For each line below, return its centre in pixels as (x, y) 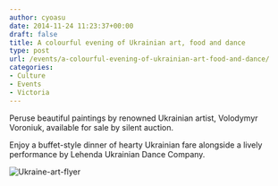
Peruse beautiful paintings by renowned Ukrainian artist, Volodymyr (134, 118)
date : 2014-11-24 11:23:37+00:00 (72, 26)
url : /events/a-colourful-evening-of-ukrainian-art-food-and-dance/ (139, 59)
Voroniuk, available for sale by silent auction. (92, 127)
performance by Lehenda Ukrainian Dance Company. (107, 154)
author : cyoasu (38, 17)
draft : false (34, 34)
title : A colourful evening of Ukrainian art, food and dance (127, 42)
